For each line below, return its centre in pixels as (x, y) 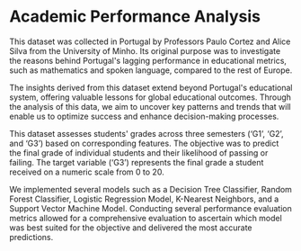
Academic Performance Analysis (135, 17)
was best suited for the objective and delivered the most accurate (131, 228)
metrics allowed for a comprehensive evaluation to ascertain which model (146, 218)
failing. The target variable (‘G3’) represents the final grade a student (137, 162)
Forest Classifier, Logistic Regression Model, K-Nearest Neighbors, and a (144, 199)
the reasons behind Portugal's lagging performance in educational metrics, (148, 60)
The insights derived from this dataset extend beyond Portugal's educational (151, 87)
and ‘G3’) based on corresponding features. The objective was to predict (144, 143)
